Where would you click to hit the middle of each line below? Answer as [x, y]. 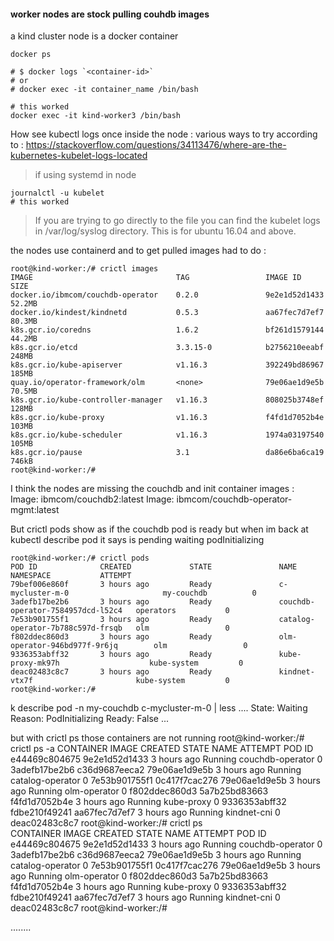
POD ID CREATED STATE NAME [154, 567]
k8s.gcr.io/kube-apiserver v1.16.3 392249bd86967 [167, 365]
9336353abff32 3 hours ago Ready [111, 655]
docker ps [31, 55]
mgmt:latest [35, 510]
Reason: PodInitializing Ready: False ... [89, 719]
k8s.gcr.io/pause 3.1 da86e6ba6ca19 [167, 453]
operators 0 [182, 611]
